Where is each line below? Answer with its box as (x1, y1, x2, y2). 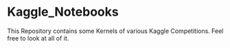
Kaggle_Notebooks (7, 4, 119, 20)
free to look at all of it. (7, 34, 69, 42)
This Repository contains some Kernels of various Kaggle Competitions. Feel (7, 27, 224, 35)
